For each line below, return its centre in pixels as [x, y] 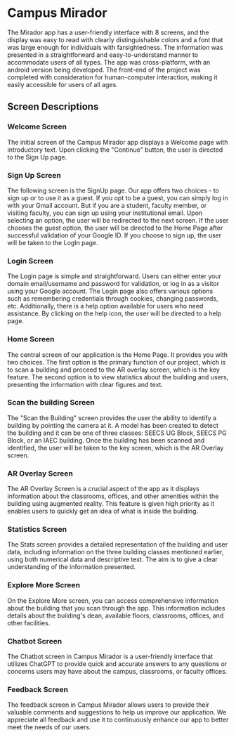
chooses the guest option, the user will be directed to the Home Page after [115, 228]
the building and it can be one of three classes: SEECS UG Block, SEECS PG [117, 433]
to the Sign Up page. [37, 157]
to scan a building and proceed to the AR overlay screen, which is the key [113, 370]
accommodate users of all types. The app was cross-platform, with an [109, 62]
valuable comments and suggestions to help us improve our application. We [117, 712]
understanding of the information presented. [71, 567]
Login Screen [31, 261]
